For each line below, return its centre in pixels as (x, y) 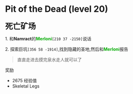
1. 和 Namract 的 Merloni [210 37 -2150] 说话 (48, 38)
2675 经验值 (25, 80)
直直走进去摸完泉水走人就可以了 (49, 60)
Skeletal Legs (26, 86)
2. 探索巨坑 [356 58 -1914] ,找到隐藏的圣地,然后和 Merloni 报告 (67, 49)
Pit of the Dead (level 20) (57, 9)
